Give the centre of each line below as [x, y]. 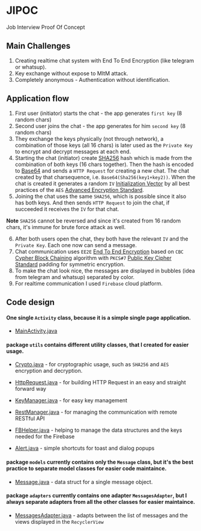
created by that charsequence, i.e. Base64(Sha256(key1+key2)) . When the [105, 177]
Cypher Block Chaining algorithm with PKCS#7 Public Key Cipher [93, 258]
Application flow [38, 99]
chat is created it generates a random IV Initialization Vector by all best [102, 183]
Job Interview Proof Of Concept [46, 27]
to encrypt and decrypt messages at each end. [73, 152]
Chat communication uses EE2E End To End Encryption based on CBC [99, 251]
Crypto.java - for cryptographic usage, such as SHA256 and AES [92, 364]
